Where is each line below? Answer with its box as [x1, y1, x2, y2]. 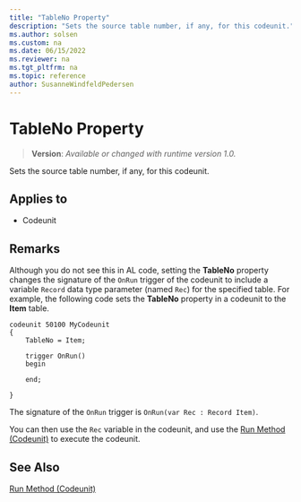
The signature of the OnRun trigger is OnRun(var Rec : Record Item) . [9, 407, 259, 418]
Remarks [9, 241, 61, 256]
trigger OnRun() [25, 351, 87, 361]
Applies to [9, 191, 68, 206]
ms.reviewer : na [9, 55, 70, 64]
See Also [9, 459, 60, 475]
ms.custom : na [9, 38, 63, 48]
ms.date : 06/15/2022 [9, 47, 87, 56]
